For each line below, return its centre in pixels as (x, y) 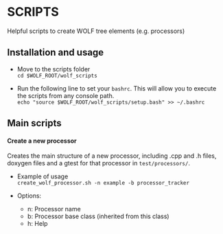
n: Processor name (54, 209)
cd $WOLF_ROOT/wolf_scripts (57, 75)
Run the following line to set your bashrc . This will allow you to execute (117, 88)
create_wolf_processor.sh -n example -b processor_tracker (103, 183)
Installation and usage (56, 52)
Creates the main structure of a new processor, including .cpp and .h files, (112, 156)
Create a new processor (42, 141)
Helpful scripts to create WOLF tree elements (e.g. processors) (96, 31)
